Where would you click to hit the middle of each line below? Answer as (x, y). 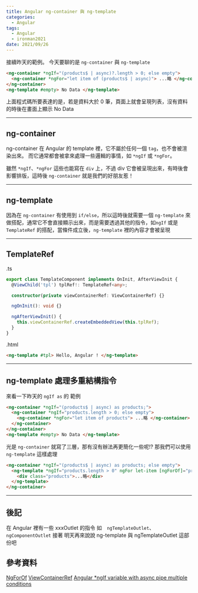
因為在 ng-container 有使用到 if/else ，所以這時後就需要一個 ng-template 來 (98, 215)
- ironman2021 (29, 39)
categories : (21, 17)
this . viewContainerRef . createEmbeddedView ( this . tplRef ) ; (88, 322)
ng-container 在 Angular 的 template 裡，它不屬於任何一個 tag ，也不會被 (94, 149)
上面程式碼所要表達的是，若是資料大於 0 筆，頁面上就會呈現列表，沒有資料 (97, 101)
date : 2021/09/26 (27, 45)
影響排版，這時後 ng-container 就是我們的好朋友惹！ (70, 176)
